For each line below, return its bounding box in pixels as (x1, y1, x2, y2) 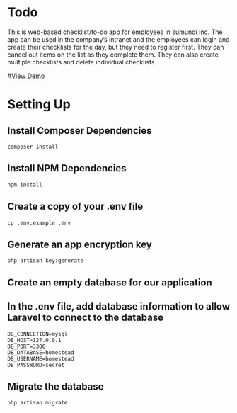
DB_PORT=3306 (7, 343, 46, 350)
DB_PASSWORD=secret (7, 361, 65, 368)
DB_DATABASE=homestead (7, 349, 74, 356)
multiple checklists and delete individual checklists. (7, 57, 157, 66)
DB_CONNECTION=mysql (7, 330, 69, 337)
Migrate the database (7, 380, 104, 392)
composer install (7, 143, 59, 150)
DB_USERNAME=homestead (7, 355, 74, 362)
